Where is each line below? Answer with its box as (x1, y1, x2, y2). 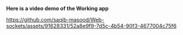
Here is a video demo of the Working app (6, 5, 109, 12)
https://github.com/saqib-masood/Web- (6, 16, 105, 23)
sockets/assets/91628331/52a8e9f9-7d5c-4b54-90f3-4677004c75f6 (6, 23, 177, 29)
